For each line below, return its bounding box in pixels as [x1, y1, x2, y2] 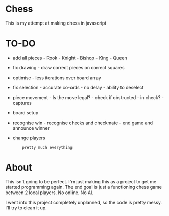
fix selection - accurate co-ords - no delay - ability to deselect [12, 84, 144, 90]
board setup [12, 109, 39, 115]
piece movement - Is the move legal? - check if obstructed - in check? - [12, 94, 164, 100]
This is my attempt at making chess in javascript [5, 20, 107, 26]
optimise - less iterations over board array [12, 75, 101, 81]
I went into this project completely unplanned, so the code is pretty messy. [5, 199, 162, 205]
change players [12, 135, 45, 141]
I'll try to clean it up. [5, 205, 47, 211]
